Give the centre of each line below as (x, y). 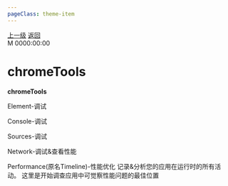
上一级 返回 (24, 35)
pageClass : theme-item (41, 14)
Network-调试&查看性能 (42, 151)
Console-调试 (27, 121)
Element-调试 (27, 106)
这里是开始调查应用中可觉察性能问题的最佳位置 (90, 175)
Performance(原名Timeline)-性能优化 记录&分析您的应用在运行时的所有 (111, 166)
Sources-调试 (27, 136)
